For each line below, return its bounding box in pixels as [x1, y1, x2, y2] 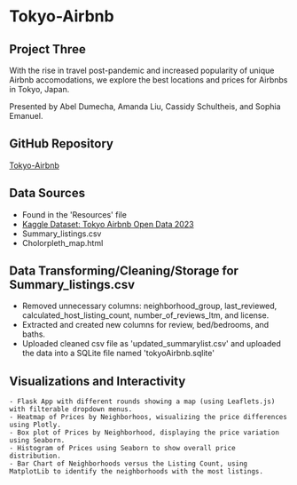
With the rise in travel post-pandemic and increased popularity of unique [9, 65, 275, 76]
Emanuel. [9, 111, 43, 121]
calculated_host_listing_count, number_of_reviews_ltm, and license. [21, 310, 270, 321]
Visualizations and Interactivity [9, 373, 186, 388]
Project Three [9, 42, 86, 57]
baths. [21, 329, 46, 339]
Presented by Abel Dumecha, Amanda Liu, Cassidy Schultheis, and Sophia [9, 101, 281, 112]
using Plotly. [9, 420, 62, 430]
